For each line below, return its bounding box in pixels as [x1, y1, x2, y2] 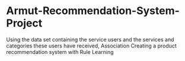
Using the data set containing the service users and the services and [6, 36, 174, 43]
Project [6, 16, 43, 30]
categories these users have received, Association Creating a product [6, 42, 177, 49]
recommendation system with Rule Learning [6, 48, 114, 55]
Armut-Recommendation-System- [6, 4, 180, 18]
